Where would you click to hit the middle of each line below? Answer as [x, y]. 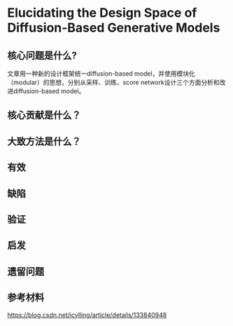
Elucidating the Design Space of [102, 13]
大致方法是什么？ [44, 141]
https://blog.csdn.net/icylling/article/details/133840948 [87, 315]
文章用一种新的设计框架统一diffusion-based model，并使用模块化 [101, 74]
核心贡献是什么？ [44, 115]
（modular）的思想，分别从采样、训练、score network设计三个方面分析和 [113, 82]
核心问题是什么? [42, 55]
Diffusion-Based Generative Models [114, 28]
